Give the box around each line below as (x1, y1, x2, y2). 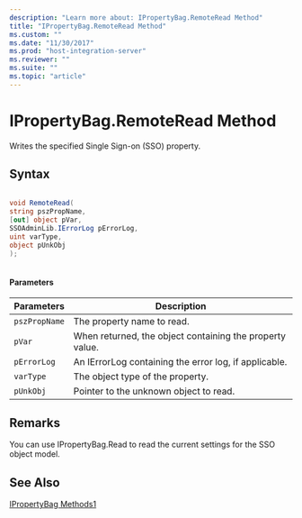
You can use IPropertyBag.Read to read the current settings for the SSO (9, 439, 276, 450)
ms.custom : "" (9, 30, 63, 39)
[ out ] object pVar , (9, 215, 83, 225)
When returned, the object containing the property (73, 330, 286, 342)
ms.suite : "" (9, 64, 58, 73)
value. (73, 341, 99, 353)
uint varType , (9, 232, 63, 241)
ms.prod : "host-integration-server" (9, 47, 147, 56)
